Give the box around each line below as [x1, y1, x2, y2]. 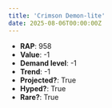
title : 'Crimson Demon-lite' [8, 11, 106, 20]
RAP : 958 [19, 41, 52, 50]
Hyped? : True [19, 83, 66, 93]
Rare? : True [19, 92, 59, 102]
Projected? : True [19, 75, 77, 85]
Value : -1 [19, 50, 50, 59]
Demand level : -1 [19, 58, 78, 68]
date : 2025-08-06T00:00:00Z [8, 19, 102, 27]
